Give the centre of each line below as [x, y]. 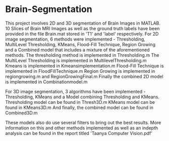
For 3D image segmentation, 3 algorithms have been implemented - [75, 91]
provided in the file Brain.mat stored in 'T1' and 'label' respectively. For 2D [82, 34]
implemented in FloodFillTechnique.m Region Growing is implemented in [80, 71]
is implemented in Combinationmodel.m [46, 82]
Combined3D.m [21, 113]
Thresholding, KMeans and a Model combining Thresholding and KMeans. [82, 97]
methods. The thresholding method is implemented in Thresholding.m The [82, 55]
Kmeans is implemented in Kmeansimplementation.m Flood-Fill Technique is [84, 66]
